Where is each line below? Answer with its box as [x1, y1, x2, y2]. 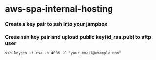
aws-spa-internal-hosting [5, 3, 113, 15]
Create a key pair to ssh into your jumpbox [5, 21, 108, 28]
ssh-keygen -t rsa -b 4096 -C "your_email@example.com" [5, 51, 121, 56]
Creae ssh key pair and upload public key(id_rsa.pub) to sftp [5, 34, 152, 41]
